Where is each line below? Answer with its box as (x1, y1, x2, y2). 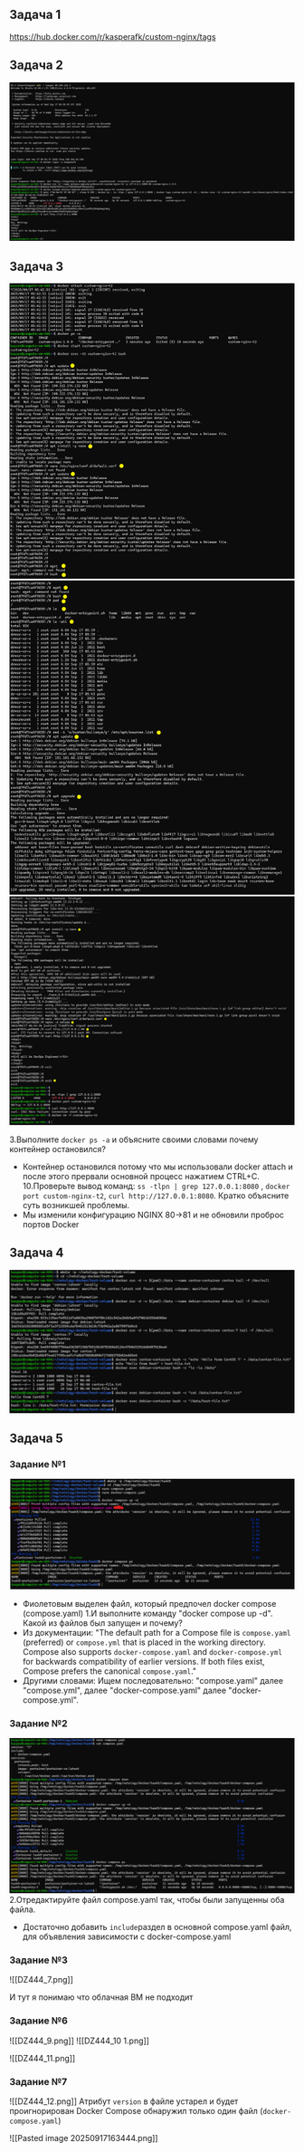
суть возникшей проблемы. (22, 1199, 130, 1210)
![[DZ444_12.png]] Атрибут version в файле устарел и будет (9, 2096, 239, 2107)
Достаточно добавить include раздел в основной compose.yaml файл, (22, 1922, 292, 1933)
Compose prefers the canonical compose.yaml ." (22, 1666, 197, 1676)
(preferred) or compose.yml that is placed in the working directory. (22, 1637, 266, 1648)
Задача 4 (9, 1245, 64, 1261)
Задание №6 (9, 2014, 68, 2027)
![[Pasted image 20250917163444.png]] (9, 2132, 158, 2143)
